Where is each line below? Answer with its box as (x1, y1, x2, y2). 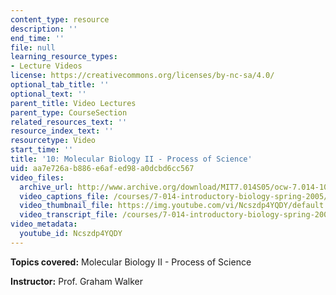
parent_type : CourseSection (10, 107, 128, 118)
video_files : (10, 172, 65, 183)
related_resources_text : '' (10, 117, 128, 127)
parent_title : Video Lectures (10, 98, 137, 108)
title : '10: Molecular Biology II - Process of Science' (10, 154, 253, 164)
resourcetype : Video (10, 136, 97, 146)
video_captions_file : (19, 191, 110, 201)
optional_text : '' (10, 89, 87, 99)
